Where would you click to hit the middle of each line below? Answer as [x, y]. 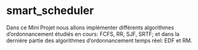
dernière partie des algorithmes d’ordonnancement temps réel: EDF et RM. [99, 40]
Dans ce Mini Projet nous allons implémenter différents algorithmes [90, 27]
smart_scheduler [50, 11]
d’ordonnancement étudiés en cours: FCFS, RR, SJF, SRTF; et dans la [93, 34]
